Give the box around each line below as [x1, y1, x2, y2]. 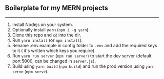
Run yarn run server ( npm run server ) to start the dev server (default [12, 53, 152, 58]
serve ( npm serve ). [12, 68, 49, 74]
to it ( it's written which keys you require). [12, 48, 96, 53]
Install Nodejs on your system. [12, 22, 73, 27]
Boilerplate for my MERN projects [5, 4, 108, 12]
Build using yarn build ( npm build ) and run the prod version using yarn [12, 63, 155, 69]
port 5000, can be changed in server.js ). [12, 58, 96, 64]
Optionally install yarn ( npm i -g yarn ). [12, 26, 90, 32]
